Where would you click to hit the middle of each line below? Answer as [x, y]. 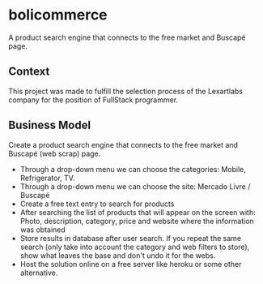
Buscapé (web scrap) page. [55, 153]
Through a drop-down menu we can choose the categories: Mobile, [133, 169]
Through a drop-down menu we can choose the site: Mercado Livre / [135, 186]
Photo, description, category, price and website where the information [137, 221]
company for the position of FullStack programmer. [93, 100]
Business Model [50, 125]
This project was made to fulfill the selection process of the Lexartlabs [126, 91]
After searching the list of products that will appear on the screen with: [138, 212]
